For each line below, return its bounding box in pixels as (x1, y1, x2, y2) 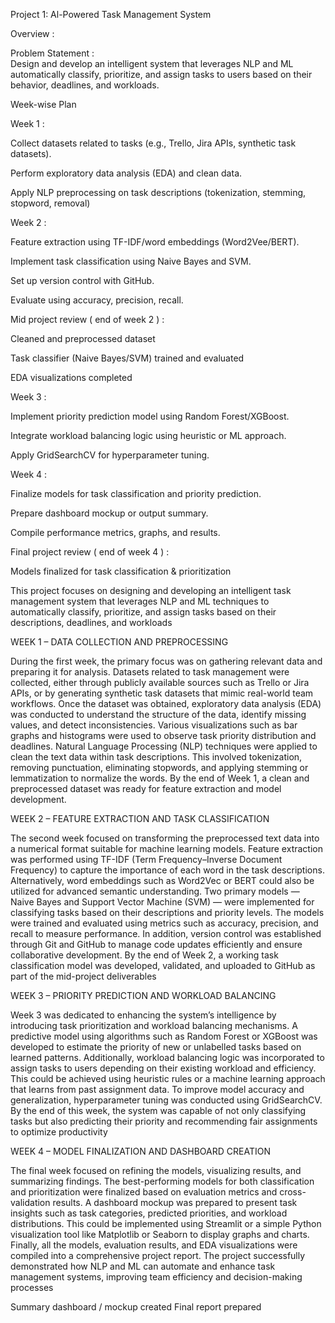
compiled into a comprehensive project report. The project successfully (10, 1250, 306, 1261)
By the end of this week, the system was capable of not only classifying (10, 1105, 307, 1116)
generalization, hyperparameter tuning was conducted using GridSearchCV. (10, 1094, 323, 1106)
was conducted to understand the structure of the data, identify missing (10, 709, 307, 720)
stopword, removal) (10, 197, 91, 209)
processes (10, 1282, 54, 1293)
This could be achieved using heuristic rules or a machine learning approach (10, 1073, 326, 1084)
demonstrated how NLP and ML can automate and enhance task (10, 1260, 276, 1272)
